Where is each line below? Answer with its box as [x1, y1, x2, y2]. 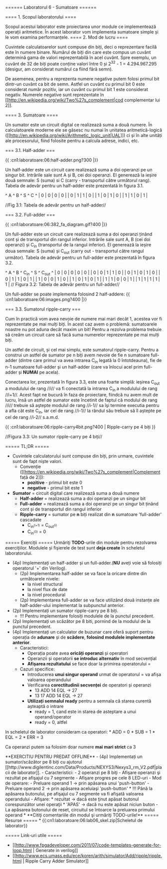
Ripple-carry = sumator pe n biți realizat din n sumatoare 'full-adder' [19, 511, 162, 517]
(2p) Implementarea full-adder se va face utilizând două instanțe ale [19, 597, 160, 603]
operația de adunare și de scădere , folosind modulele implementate [12, 634, 156, 640]
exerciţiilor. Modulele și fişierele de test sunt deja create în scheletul [5, 544, 145, 550]
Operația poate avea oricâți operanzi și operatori [27, 650, 128, 656]
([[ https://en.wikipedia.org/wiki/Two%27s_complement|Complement [19, 469, 161, 475]
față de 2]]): [19, 474, 45, 480]
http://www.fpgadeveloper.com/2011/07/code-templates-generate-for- [15, 842, 162, 848]
